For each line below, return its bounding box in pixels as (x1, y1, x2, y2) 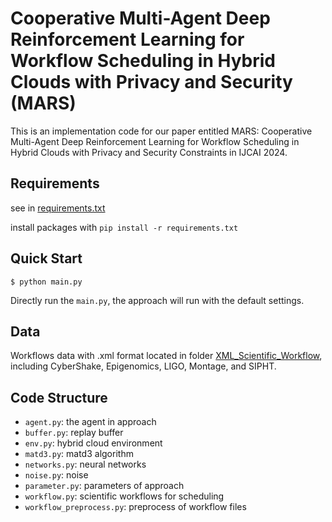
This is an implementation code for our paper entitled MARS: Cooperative (10, 125, 313, 137)
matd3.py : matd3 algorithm (24, 448, 134, 460)
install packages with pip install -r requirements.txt (10, 221, 239, 233)
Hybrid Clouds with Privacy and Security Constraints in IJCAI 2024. (10, 146, 288, 158)
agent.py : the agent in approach (24, 416, 157, 428)
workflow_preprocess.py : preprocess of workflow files (24, 501, 247, 513)
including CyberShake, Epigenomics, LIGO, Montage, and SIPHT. (10, 360, 277, 372)
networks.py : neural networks (24, 458, 147, 471)
